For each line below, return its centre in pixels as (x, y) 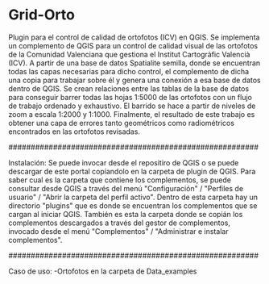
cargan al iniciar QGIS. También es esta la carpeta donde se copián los (126, 214)
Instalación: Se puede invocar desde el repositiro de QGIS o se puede (124, 162)
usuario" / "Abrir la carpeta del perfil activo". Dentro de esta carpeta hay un (133, 197)
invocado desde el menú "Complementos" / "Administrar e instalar (118, 231)
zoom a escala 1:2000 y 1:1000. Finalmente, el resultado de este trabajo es (132, 114)
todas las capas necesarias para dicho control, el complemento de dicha (129, 71)
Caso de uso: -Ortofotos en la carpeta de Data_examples (103, 271)
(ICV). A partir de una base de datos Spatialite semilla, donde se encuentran (134, 63)
